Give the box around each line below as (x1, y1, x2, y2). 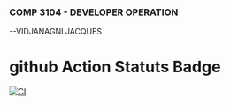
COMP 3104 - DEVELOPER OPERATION (9, 6, 179, 19)
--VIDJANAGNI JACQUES (9, 26, 103, 37)
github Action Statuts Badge (9, 57, 221, 77)
